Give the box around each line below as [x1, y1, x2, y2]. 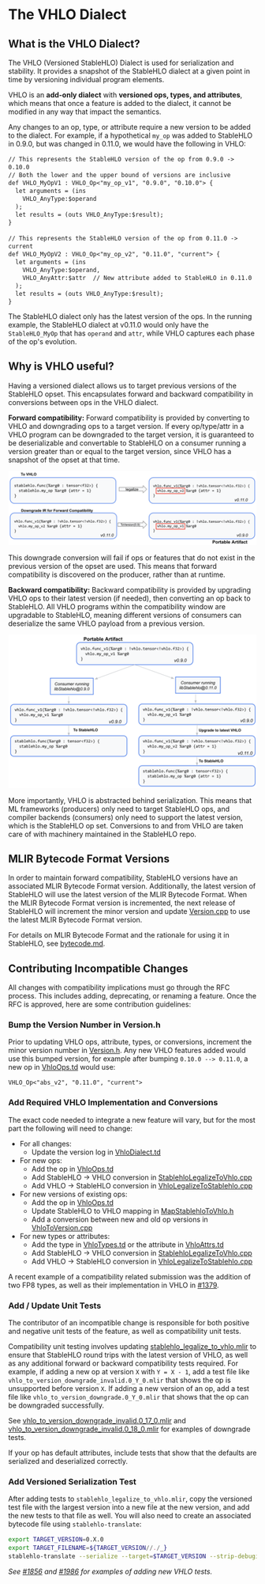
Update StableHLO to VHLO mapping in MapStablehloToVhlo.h [31, 1206, 234, 1215]
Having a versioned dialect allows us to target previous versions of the [8, 381, 237, 390]
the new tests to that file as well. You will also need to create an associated [8, 1511, 252, 1521]
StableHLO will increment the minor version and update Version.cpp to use [8, 907, 251, 916]
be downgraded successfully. [8, 1400, 105, 1410]
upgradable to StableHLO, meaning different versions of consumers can [8, 611, 242, 620]
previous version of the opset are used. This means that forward [8, 562, 217, 571]
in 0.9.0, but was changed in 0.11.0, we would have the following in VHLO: [8, 139, 246, 148]
